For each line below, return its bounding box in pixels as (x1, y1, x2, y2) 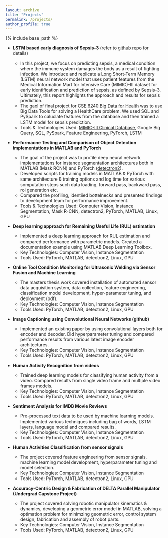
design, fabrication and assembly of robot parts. (20, 516, 120, 522)
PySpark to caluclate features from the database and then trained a (20, 114, 159, 120)
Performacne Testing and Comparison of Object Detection (12, 140, 137, 146)
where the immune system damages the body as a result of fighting (20, 66, 160, 72)
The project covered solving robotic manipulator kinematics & (20, 500, 147, 507)
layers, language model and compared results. (20, 424, 116, 430)
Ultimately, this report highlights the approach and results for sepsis (20, 92, 160, 98)
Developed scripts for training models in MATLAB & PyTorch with (20, 171, 154, 177)
